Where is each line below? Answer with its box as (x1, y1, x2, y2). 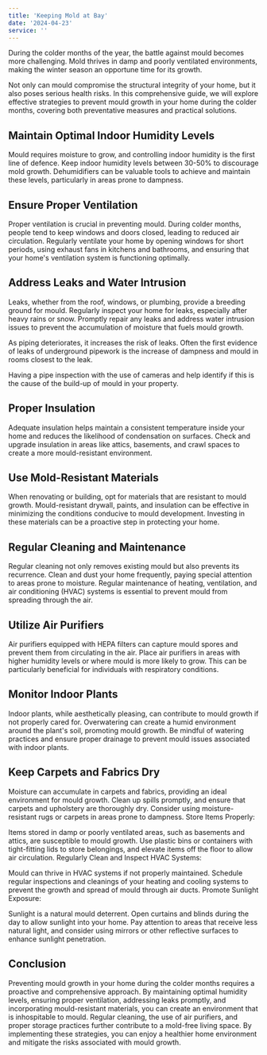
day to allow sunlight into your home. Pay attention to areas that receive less (8, 917, 258, 926)
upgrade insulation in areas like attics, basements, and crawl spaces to (8, 439, 240, 449)
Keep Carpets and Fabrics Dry (8, 766, 161, 779)
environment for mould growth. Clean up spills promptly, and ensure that (8, 795, 246, 805)
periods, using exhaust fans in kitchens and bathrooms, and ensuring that (8, 245, 250, 254)
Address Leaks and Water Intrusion (8, 276, 187, 290)
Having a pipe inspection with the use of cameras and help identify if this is (8, 370, 254, 380)
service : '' (8, 26, 48, 34)
